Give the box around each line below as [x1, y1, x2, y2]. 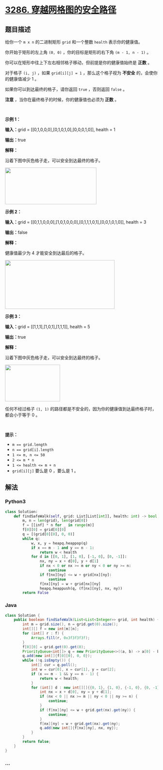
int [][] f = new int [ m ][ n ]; [22, 626, 79, 631]
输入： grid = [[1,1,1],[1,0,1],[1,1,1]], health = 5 [5, 324, 91, 329]
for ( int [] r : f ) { [22, 631, 64, 636]
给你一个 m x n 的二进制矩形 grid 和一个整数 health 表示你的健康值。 [5, 39, 143, 45]
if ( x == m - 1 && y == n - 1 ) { [31, 672, 99, 676]
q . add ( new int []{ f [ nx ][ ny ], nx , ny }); [39, 726, 118, 731]
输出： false [5, 229, 28, 235]
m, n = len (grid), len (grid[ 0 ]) [22, 518, 88, 523]
